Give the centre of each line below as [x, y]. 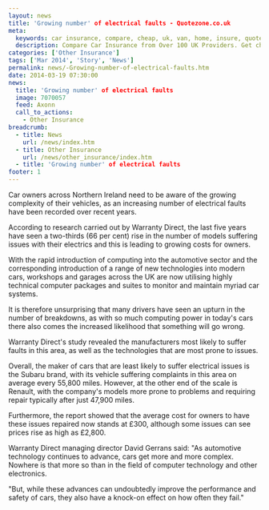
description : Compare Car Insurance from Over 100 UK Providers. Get [134, 46]
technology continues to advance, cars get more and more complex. [121, 456]
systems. [23, 294]
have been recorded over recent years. [73, 212]
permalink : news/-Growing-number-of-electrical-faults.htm [109, 68]
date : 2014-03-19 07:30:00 [53, 75]
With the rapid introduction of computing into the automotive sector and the [133, 260]
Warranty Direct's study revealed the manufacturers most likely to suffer [127, 342]
